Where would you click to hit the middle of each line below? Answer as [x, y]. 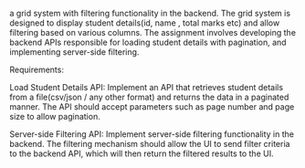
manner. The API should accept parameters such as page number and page [152, 107]
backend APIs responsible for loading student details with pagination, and [148, 42]
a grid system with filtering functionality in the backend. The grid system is [150, 13]
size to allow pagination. [55, 116]
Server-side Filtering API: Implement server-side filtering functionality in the [152, 134]
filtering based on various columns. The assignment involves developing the [153, 32]
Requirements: [37, 69]
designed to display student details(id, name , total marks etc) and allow [145, 23]
